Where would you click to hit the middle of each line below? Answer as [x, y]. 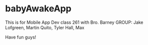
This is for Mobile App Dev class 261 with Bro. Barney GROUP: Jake [74, 22]
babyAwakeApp [38, 9]
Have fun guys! [21, 37]
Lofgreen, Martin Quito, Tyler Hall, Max [45, 27]
